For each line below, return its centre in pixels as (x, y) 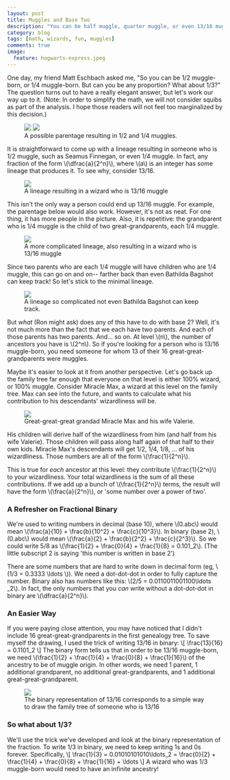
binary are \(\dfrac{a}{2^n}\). (48, 596)
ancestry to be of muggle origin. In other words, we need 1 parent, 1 (102, 665)
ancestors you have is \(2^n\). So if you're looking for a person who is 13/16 (113, 344)
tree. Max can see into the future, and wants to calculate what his (99, 393)
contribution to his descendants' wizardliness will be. (82, 401)
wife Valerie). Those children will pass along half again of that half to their (111, 441)
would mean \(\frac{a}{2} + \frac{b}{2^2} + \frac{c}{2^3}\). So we (124, 539)
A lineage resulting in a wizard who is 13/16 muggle (96, 191)
